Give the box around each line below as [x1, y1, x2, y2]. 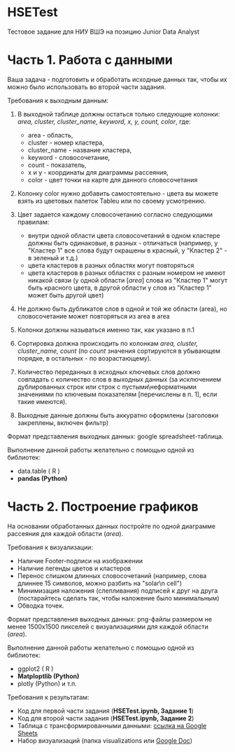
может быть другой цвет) [27, 290, 104, 299]
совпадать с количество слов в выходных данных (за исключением [17, 375, 222, 383]
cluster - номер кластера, [27, 138, 105, 147]
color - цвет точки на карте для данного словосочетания [27, 175, 198, 184]
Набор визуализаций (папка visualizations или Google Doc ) [17, 736, 193, 744]
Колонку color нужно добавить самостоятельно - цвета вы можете [17, 189, 219, 197]
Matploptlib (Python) [17, 671, 80, 680]
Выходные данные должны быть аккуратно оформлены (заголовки [17, 411, 219, 419]
